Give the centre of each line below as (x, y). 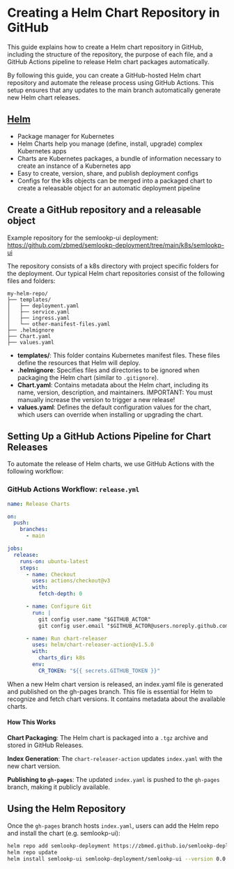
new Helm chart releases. (44, 97)
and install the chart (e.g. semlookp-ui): (64, 833)
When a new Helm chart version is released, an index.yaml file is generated (115, 684)
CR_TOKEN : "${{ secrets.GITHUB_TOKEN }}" (99, 670)
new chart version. (34, 766)
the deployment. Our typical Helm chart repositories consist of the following (116, 273)
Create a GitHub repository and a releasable (104, 210)
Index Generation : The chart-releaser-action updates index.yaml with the (115, 759)
